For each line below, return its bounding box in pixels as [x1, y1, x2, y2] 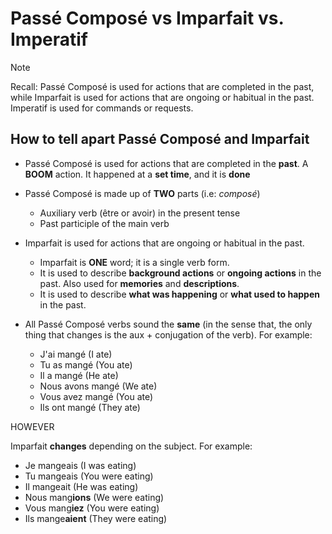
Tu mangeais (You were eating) [24, 470, 154, 482]
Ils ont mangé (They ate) [39, 401, 141, 413]
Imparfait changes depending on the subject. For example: [10, 440, 253, 452]
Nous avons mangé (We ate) [39, 380, 158, 392]
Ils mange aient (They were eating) [24, 512, 168, 524]
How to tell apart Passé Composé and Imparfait [10, 131, 310, 148]
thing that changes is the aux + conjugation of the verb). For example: [24, 328, 313, 341]
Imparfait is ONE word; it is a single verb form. [39, 256, 230, 268]
